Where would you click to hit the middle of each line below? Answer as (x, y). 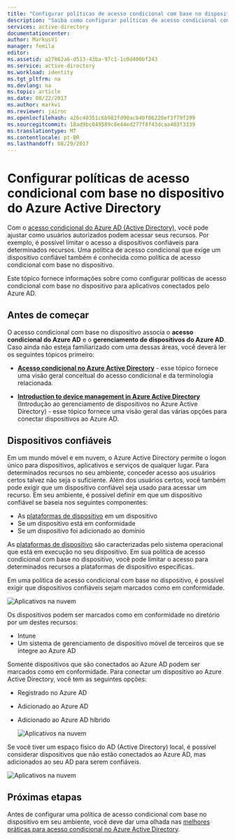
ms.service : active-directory (51, 66)
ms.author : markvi (34, 105)
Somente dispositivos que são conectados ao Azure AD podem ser (104, 664)
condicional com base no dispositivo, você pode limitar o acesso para (108, 559)
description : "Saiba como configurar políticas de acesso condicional (112, 20)
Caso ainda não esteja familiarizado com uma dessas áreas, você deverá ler (117, 346)
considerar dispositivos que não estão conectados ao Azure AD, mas (107, 754)
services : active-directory (48, 27)
